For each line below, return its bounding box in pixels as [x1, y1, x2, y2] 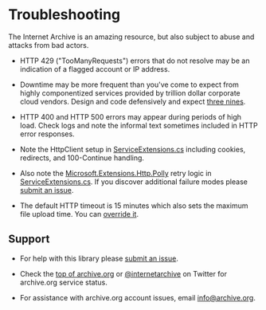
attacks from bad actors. [8, 40, 89, 49]
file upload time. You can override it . [19, 209, 139, 218]
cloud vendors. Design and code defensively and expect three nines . [19, 96, 246, 106]
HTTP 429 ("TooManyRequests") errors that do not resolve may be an [19, 56, 250, 65]
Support [8, 233, 50, 246]
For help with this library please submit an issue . [19, 253, 179, 263]
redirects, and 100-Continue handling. [19, 153, 145, 163]
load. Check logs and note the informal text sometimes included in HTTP [19, 120, 258, 130]
